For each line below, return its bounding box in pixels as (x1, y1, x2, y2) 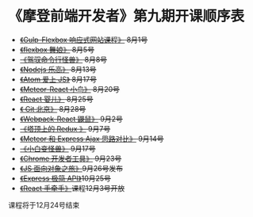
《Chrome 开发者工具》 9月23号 (19, 154, 122, 163)
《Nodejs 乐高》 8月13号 (19, 64, 97, 74)
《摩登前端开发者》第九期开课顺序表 (8, 7, 245, 25)
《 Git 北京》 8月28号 (19, 104, 86, 113)
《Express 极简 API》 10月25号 (19, 173, 111, 183)
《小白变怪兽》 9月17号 (19, 143, 97, 153)
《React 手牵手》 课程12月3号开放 (19, 183, 125, 192)
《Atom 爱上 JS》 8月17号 (19, 74, 98, 84)
